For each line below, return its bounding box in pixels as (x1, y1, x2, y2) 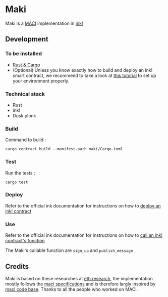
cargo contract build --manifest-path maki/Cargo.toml (5, 147, 123, 152)
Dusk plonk (12, 112, 36, 118)
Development (5, 35, 49, 44)
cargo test (5, 180, 28, 185)
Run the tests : (5, 169, 35, 176)
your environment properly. (12, 77, 70, 84)
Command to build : (5, 137, 46, 143)
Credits (5, 262, 29, 271)
